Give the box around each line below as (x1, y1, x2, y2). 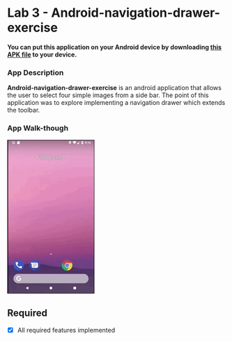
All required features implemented (17, 326, 116, 334)
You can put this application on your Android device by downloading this (7, 43, 222, 51)
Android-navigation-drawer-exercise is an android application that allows (7, 84, 222, 92)
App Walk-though (7, 124, 68, 133)
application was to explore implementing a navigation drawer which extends (7, 99, 226, 107)
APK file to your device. (7, 50, 77, 59)
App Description (7, 68, 64, 78)
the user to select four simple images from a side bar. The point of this (7, 91, 209, 99)
